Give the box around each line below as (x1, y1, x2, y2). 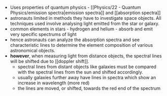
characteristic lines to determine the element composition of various (10, 42, 153, 48)
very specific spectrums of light (10, 31, 77, 37)
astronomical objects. (10, 48, 56, 53)
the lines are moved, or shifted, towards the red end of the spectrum (17, 85, 161, 91)
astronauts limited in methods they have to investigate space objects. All (10, 15, 161, 21)
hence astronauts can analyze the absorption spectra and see (10, 37, 140, 43)
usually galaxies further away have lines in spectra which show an (17, 75, 156, 80)
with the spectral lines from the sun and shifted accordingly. (17, 69, 143, 75)
